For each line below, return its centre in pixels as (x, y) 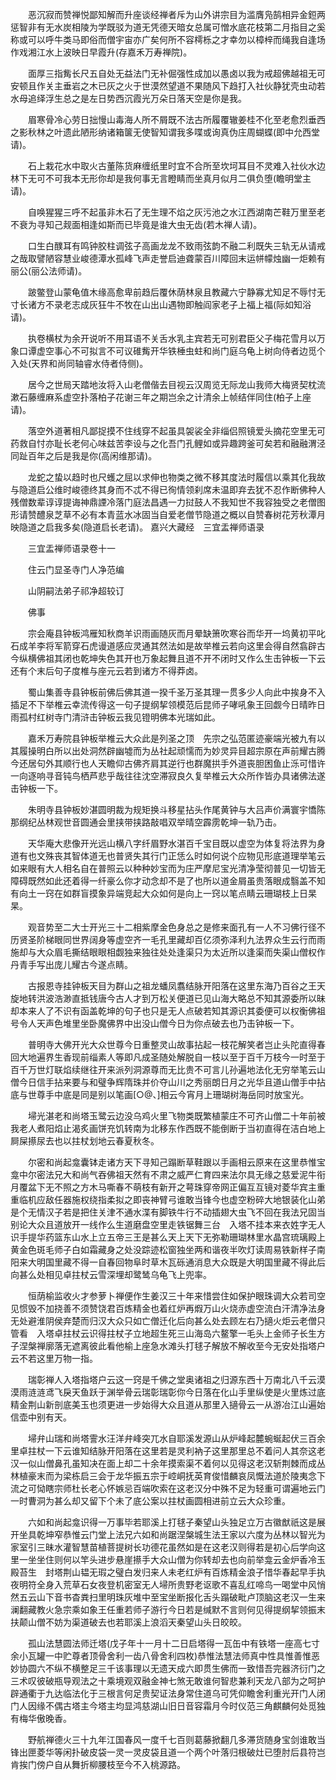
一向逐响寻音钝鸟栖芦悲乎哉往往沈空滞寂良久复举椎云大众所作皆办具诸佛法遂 (168, 776)
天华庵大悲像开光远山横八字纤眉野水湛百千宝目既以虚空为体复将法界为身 (176, 843)
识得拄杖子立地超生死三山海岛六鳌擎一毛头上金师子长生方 (207, 1333)
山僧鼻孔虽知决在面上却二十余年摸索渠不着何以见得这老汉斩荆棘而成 (176, 1463)
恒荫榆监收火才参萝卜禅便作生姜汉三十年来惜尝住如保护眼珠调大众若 (167, 1296)
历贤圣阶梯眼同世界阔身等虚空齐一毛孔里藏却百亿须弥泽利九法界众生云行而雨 (168, 939)
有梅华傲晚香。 (41, 1718)
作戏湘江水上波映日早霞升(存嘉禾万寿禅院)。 (101, 52)
